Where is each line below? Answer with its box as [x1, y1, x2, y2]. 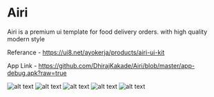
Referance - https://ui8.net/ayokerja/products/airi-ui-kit [7, 48, 165, 56]
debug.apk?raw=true [7, 69, 67, 77]
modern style [7, 34, 45, 43]
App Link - [7, 61, 37, 69]
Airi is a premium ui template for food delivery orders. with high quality [7, 28, 208, 36]
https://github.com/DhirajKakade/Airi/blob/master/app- [38, 61, 195, 69]
